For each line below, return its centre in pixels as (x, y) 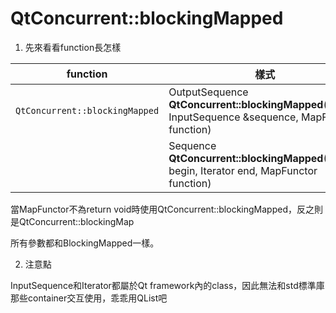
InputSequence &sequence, (233, 117)
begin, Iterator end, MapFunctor (243, 170)
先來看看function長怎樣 (73, 47)
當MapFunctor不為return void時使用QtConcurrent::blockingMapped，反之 (162, 209)
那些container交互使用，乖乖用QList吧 (89, 298)
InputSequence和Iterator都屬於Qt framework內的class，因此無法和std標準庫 (167, 285)
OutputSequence (208, 92)
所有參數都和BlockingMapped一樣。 (85, 243)
